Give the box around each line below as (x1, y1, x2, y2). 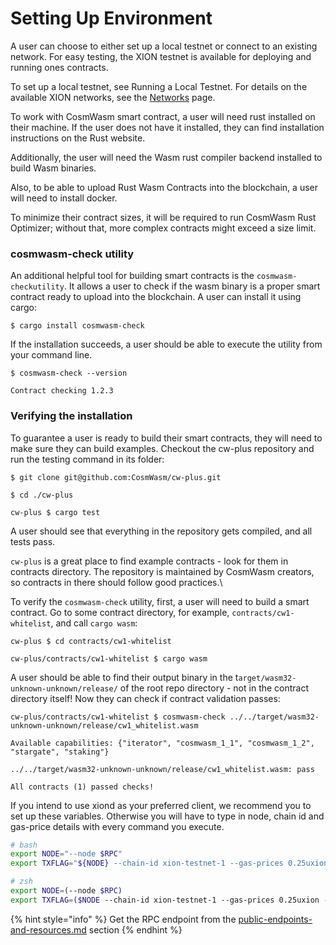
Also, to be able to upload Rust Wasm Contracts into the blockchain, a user (10, 181, 318, 193)
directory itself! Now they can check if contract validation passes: (10, 692, 281, 704)
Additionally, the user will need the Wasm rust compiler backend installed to (10, 151, 323, 163)
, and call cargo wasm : (50, 617, 138, 629)
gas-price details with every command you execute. (10, 820, 225, 832)
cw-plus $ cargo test (10, 507, 101, 517)
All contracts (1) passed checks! (10, 782, 155, 792)
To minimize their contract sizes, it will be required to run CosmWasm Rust (10, 211, 317, 223)
